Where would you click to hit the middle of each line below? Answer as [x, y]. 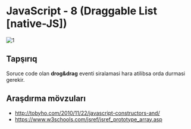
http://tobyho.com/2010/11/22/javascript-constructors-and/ [87, 113]
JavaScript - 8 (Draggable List [82, 11]
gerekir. [15, 79]
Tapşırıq [22, 59]
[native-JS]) [37, 24]
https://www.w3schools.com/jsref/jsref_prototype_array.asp [88, 119]
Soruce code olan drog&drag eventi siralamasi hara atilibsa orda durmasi [96, 73]
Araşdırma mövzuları [46, 99]
